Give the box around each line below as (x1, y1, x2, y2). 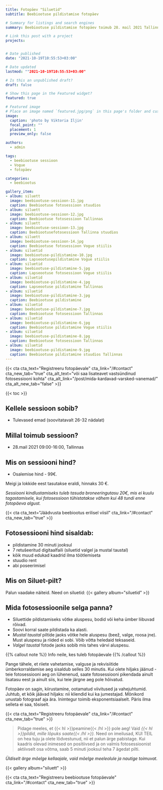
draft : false (5, 82, 32, 88)
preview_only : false (10, 132, 51, 137)
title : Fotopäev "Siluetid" (5, 7, 62, 12)
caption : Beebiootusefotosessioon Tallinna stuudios (10, 230, 119, 235)
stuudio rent (12, 557, 37, 563)
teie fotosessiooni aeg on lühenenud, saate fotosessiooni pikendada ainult (5, 671, 153, 677)
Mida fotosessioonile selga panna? (5, 603, 113, 612)
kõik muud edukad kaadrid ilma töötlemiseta (12, 552, 101, 558)
